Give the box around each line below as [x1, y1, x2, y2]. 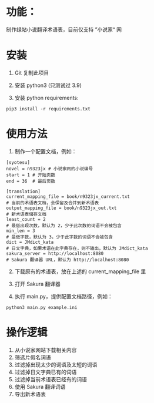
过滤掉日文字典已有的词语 [14, 368, 77, 375]
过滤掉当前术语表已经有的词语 [14, 375, 87, 382]
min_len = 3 [6, 227, 35, 234]
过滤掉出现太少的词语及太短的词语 [14, 361, 98, 368]
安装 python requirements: [14, 94, 79, 101]
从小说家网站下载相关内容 [14, 346, 77, 353]
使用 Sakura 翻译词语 [14, 383, 66, 390]
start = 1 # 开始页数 [6, 172, 56, 178]
